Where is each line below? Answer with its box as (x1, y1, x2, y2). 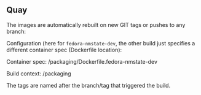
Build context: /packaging (6, 70, 72, 77)
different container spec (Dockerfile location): (6, 46, 122, 53)
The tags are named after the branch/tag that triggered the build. (6, 82, 171, 89)
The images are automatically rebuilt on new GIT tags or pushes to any (6, 21, 186, 28)
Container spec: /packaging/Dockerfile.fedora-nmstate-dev (6, 58, 158, 65)
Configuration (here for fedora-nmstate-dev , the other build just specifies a (6, 39, 195, 47)
